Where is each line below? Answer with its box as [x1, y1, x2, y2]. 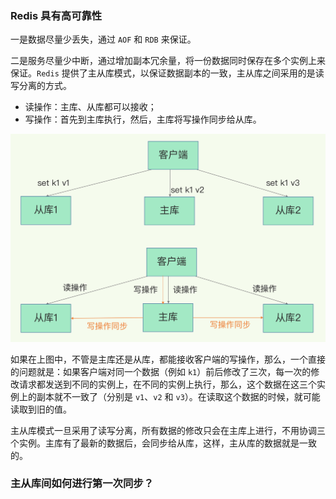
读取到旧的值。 [10, 403, 72, 415]
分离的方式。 [18, 80, 72, 92]
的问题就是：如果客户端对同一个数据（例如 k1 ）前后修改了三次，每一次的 [10, 365, 312, 377]
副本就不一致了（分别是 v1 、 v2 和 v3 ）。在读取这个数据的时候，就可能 [36, 390, 321, 402]
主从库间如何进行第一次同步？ [10, 477, 155, 491]
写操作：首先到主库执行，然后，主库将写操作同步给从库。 [24, 113, 262, 126]
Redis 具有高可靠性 [10, 8, 103, 22]
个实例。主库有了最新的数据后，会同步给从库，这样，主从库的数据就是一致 [10, 437, 317, 449]
